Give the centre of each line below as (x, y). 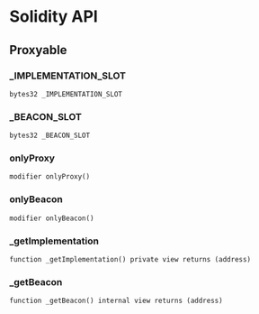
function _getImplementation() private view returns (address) (130, 260)
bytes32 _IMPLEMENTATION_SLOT (66, 94)
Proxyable (38, 50)
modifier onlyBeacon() (52, 218)
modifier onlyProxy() (50, 177)
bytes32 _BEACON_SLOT (50, 136)
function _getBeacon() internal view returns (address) (116, 301)
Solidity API (54, 17)
